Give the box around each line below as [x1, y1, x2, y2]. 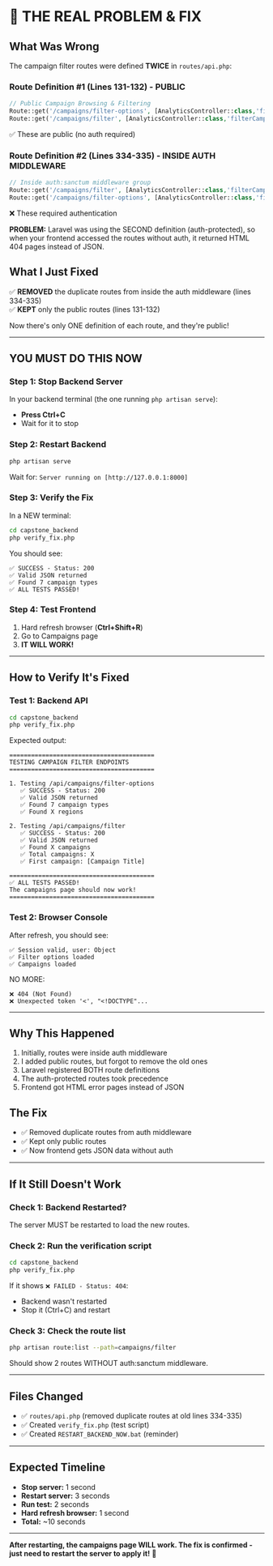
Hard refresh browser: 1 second [20, 1508, 130, 1517]
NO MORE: [9, 974, 45, 984]
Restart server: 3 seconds [20, 1491, 110, 1500]
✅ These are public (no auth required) [9, 129, 136, 139]
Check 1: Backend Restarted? [9, 1201, 127, 1213]
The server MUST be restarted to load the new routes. [9, 1219, 190, 1230]
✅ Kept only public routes [20, 1137, 107, 1146]
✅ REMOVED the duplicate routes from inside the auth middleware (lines [9, 287, 252, 297]
